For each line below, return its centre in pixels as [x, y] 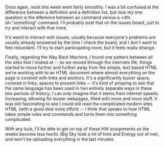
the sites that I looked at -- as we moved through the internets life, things [79, 62]
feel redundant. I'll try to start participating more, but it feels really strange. [80, 48]
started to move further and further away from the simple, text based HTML [81, 67]
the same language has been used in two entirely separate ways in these [79, 88]
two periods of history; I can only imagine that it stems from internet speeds [82, 93]
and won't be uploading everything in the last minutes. [60, 139]
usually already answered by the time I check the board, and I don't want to [81, 42]
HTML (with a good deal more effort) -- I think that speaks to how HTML [78, 109]
